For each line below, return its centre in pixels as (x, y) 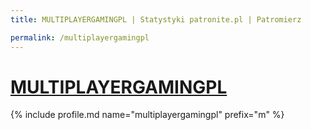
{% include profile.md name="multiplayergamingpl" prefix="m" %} (147, 115)
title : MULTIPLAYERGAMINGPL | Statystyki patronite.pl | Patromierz (156, 19)
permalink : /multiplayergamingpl (80, 37)
